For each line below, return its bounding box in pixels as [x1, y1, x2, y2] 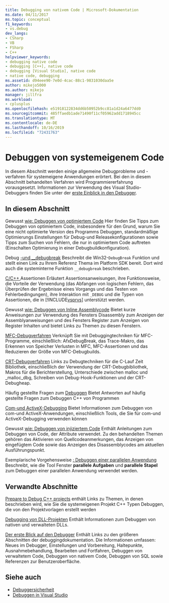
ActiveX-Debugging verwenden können [5, 416, 87, 422]
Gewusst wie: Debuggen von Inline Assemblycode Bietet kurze [5, 307, 136, 313]
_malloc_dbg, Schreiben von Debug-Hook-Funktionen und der [5, 375, 135, 381]
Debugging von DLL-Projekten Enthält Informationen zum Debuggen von [5, 516, 156, 522]
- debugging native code [5, 59, 58, 64]
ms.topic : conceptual [5, 17, 51, 22]
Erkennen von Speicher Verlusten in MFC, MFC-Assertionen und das [5, 343, 148, 349]
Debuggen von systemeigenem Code [5, 151, 164, 163]
